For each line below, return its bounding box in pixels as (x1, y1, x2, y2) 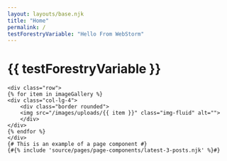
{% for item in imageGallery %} (7, 90, 103, 98)
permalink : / (7, 24, 46, 31)
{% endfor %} (7, 128, 46, 135)
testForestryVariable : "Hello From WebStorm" (7, 30, 144, 38)
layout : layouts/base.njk (7, 10, 84, 18)
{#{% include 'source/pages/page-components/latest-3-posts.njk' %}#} (7, 147, 221, 154)
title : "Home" (7, 17, 50, 24)
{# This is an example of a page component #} (7, 140, 148, 148)
